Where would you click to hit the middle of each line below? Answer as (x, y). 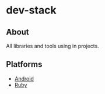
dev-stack (31, 10)
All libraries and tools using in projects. (52, 46)
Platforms (24, 64)
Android (24, 78)
